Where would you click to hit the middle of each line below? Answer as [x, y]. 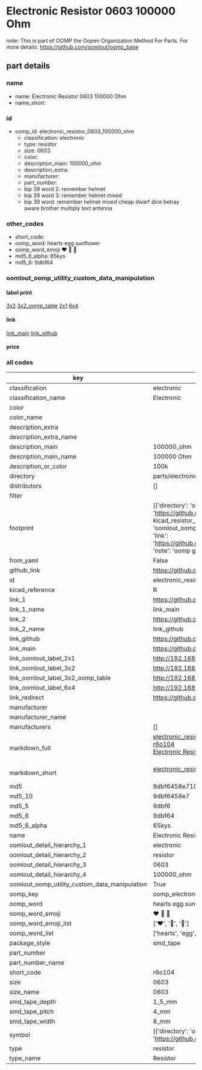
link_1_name [27, 610]
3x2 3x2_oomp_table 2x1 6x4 [42, 306]
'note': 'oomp [172, 551]
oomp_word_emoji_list [41, 924]
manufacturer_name [38, 717]
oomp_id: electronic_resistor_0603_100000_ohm [75, 131]
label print [19, 292]
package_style [30, 943]
